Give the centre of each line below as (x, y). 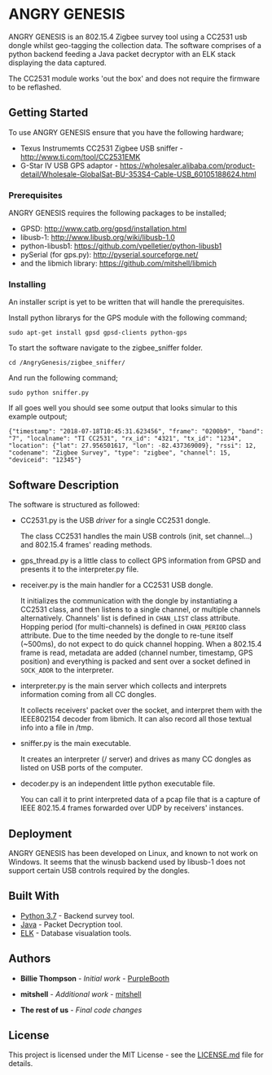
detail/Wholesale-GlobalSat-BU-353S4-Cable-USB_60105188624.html (138, 174)
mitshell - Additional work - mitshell (81, 994)
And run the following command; (63, 378)
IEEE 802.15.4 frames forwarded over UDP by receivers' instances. (132, 808)
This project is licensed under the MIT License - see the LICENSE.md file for (136, 1055)
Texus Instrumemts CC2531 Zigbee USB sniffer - (101, 148)
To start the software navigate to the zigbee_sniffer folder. (106, 348)
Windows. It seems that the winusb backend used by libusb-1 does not (127, 862)
